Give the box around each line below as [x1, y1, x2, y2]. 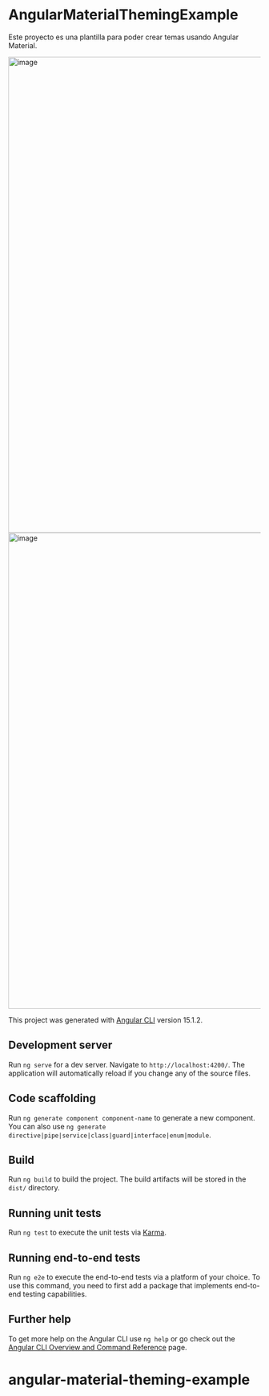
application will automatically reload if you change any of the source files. [8, 1068, 251, 1078]
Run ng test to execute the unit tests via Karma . [8, 1227, 167, 1238]
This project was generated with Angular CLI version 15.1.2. [8, 1014, 203, 1025]
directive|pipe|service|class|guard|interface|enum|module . [8, 1130, 211, 1140]
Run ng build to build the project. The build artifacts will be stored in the [8, 1174, 247, 1184]
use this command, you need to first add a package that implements [8, 1281, 233, 1290]
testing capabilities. [22, 1289, 87, 1299]
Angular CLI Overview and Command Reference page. [8, 1342, 187, 1352]
